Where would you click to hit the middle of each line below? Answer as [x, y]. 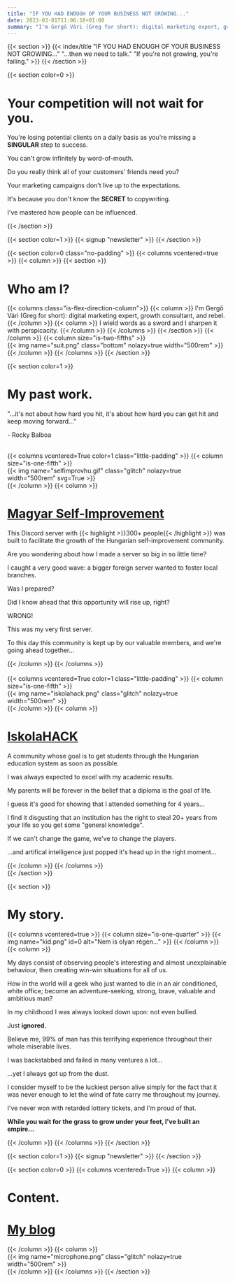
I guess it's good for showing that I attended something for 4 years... [106, 804]
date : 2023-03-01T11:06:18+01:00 [56, 20]
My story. [36, 915]
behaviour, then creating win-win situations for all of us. [87, 970]
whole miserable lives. [39, 1046]
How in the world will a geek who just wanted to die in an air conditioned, [113, 984]
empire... [21, 1129]
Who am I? [38, 289]
